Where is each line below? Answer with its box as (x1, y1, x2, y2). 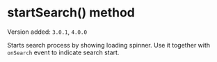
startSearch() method (7, 5, 136, 21)
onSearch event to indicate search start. (7, 48, 120, 56)
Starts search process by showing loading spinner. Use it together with (7, 41, 211, 49)
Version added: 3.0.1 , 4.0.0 (7, 28, 88, 36)
